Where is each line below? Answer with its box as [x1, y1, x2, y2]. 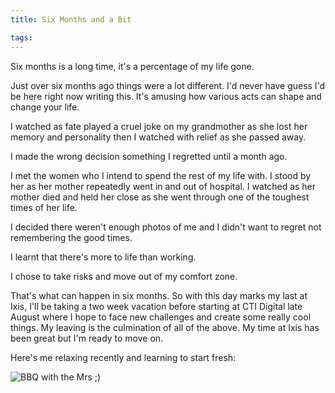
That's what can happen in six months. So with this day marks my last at [10, 289, 308, 301]
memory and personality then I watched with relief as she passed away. [10, 131, 307, 143]
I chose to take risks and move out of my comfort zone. [10, 270, 238, 282]
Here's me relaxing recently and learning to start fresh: [10, 351, 237, 363]
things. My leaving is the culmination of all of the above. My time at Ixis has [10, 321, 320, 333]
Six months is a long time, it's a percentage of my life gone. [10, 60, 255, 72]
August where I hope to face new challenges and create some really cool [10, 311, 312, 323]
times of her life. [10, 201, 78, 213]
